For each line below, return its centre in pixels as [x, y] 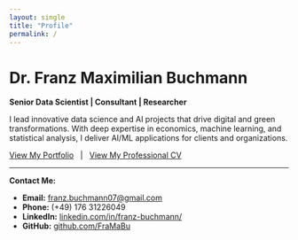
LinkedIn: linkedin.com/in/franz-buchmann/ [102, 217]
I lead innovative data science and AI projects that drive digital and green [142, 120]
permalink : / [33, 34]
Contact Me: [32, 181]
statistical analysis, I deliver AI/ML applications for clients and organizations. [149, 138]
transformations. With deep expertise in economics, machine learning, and [145, 128]
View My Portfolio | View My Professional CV [95, 155]
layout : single [37, 17]
